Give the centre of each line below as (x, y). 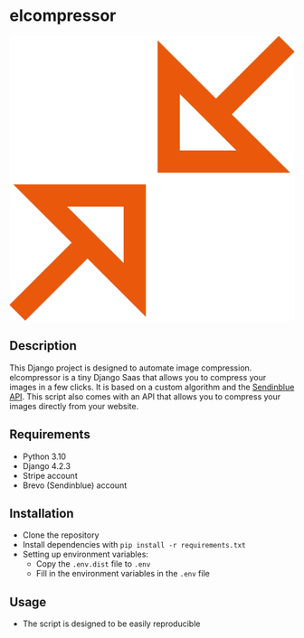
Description (43, 346)
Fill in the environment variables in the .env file (123, 574)
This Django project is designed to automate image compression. (131, 368)
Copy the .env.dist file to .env (93, 564)
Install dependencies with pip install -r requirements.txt (134, 545)
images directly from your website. (74, 406)
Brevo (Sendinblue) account (75, 485)
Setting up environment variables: (85, 554)
